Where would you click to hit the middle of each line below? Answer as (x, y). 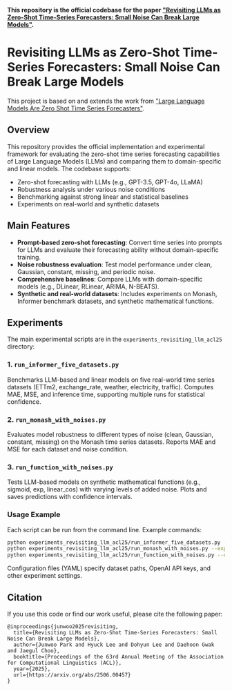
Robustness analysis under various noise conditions (91, 189)
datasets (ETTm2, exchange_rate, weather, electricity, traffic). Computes (110, 387)
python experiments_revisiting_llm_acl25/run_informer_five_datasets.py (114, 542)
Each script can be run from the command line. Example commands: (105, 529)
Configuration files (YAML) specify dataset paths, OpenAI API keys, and (109, 568)
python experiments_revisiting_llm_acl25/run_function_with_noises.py (111, 555)
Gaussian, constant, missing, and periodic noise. (86, 271)
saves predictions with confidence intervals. (70, 497)
